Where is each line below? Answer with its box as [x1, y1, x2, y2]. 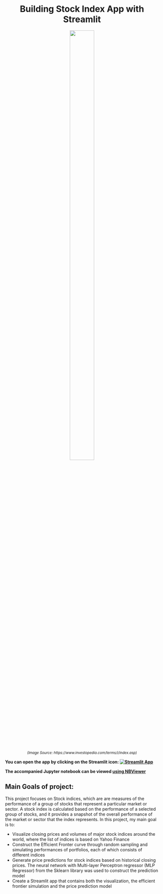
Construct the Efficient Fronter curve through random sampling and [12, 841, 148, 847]
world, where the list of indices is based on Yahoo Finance [12, 836, 130, 842]
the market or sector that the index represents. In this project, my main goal [5, 816, 157, 822]
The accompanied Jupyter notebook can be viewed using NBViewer [5, 768, 146, 774]
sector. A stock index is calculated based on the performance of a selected [5, 806, 156, 812]
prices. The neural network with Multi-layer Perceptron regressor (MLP [12, 862, 155, 868]
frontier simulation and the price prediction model [12, 883, 112, 889]
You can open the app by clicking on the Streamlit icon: [5, 759, 119, 765]
